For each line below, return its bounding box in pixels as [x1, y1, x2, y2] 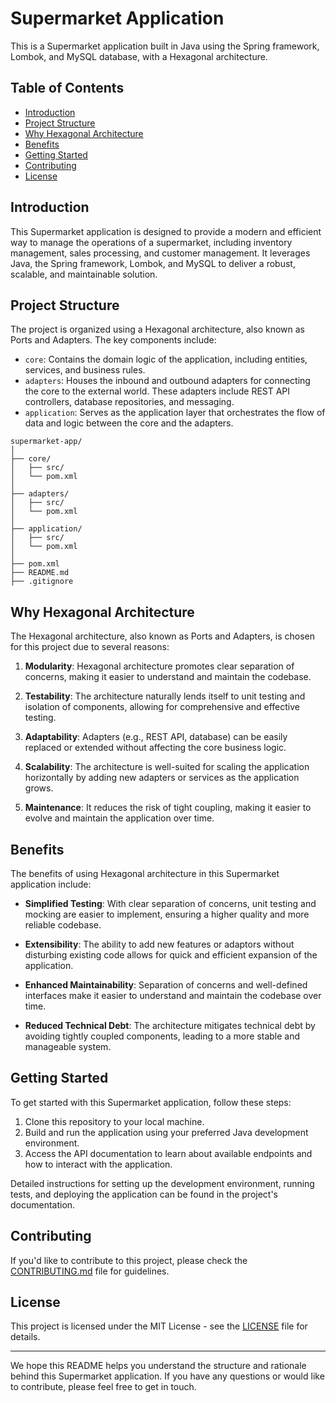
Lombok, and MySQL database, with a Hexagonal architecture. [10, 50, 268, 62]
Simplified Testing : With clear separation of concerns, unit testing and [24, 898, 317, 909]
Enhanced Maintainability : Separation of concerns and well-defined [24, 979, 308, 991]
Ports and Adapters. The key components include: [10, 334, 217, 346]
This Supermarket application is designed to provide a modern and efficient [10, 225, 322, 237]
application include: [10, 878, 92, 890]
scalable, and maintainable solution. [10, 268, 158, 280]
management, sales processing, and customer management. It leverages [10, 247, 311, 259]
